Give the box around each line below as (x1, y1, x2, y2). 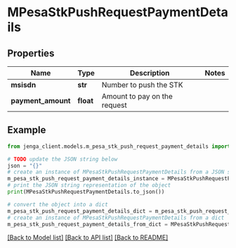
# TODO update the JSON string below (7, 156, 118, 163)
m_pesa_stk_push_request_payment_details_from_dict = (7, 221, 169, 228)
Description (129, 68, 170, 77)
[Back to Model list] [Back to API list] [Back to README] (7, 233, 169, 242)
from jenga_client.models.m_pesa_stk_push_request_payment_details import (7, 142, 231, 150)
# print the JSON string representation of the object (7, 182, 171, 189)
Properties (7, 47, 55, 59)
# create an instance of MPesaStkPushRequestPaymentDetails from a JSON (7, 168, 225, 176)
